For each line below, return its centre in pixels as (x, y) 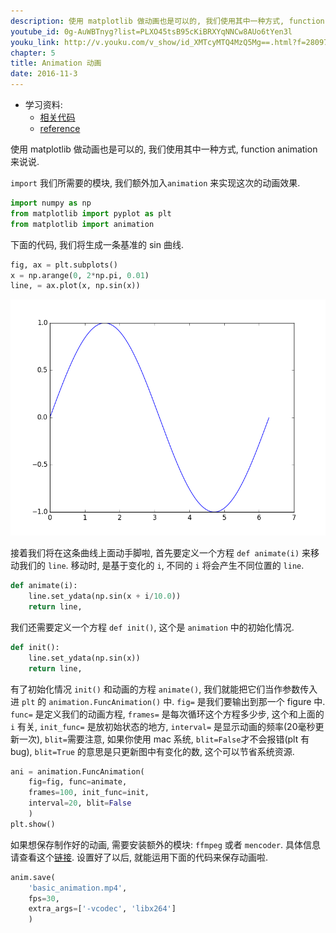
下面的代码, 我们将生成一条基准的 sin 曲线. (97, 244)
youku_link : (35, 42)
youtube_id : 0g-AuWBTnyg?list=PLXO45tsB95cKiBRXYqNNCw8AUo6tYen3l (151, 31)
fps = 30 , (44, 898)
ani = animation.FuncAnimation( (77, 771)
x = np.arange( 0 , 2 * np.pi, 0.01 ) (80, 275)
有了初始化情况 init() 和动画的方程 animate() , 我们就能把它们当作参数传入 (164, 689)
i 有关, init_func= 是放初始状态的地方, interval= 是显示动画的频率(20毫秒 (163, 726)
